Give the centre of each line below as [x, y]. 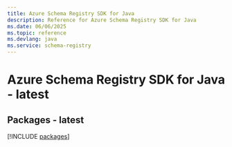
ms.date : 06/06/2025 [37, 26]
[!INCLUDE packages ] [38, 136]
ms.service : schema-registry [49, 46]
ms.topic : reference [37, 33]
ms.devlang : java [32, 39]
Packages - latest [46, 120]
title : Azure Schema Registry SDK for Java [71, 13]
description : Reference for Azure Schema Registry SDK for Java [102, 20]
